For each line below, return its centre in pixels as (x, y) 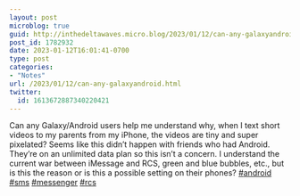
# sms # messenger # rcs (53, 183)
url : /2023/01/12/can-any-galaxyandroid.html (95, 84)
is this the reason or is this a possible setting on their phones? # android (141, 173)
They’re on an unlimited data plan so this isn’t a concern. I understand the (145, 154)
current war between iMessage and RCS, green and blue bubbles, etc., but (146, 163)
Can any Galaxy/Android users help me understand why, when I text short (145, 126)
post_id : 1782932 (42, 42)
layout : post (33, 17)
